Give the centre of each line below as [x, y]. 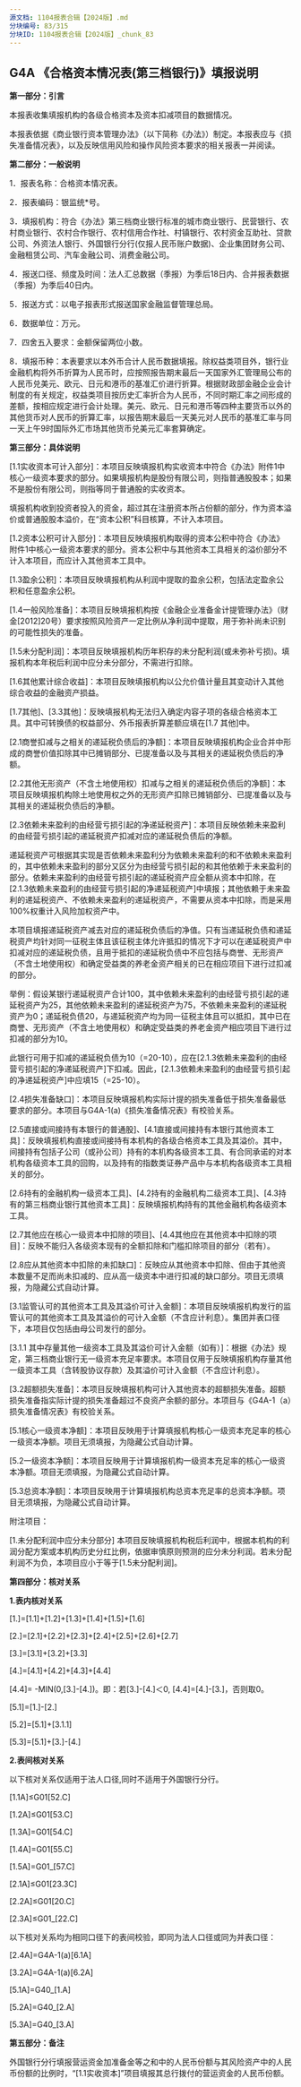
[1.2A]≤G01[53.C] [41, 1815]
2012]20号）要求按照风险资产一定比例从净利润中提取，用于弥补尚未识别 [153, 621]
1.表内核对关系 [36, 1601]
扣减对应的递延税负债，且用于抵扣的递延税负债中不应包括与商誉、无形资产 [146, 953]
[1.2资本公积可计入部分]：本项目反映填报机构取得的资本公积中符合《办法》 [147, 538]
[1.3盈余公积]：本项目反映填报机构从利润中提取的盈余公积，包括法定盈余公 [147, 580]
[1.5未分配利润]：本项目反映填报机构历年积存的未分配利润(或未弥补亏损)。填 [150, 651]
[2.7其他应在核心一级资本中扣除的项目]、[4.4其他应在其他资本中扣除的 [139, 1235]
